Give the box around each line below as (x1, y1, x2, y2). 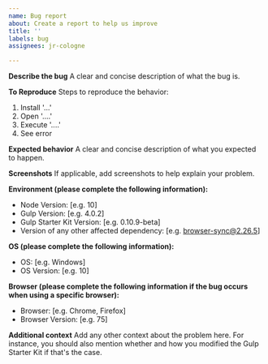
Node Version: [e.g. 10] (19, 200, 97, 210)
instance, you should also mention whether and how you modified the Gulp (8, 339, 259, 349)
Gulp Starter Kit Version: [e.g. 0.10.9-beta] (19, 217, 161, 227)
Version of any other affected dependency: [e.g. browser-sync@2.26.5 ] (19, 226, 261, 236)
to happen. (8, 153, 45, 163)
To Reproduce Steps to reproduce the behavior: (8, 87, 169, 97)
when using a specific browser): (8, 290, 120, 300)
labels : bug (8, 34, 49, 43)
